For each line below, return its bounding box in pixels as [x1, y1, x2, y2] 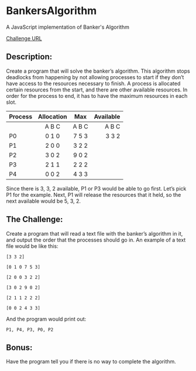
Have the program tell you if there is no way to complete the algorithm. [6, 358, 177, 365]
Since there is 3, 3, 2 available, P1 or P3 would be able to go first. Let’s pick [6, 185, 187, 192]
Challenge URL [6, 35, 42, 42]
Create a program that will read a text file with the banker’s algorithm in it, [6, 230, 183, 237]
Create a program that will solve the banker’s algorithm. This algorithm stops [6, 67, 190, 74]
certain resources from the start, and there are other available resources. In [6, 86, 188, 93]
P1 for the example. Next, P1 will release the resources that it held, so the [6, 191, 181, 198]
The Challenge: [6, 215, 63, 224]
